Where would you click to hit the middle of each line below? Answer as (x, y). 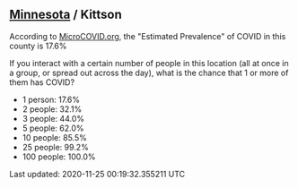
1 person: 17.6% (51, 99)
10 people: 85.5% (54, 137)
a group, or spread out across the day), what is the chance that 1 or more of (149, 73)
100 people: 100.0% (59, 157)
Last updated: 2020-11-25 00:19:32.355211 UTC (97, 174)
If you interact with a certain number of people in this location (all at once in (149, 63)
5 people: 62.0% (53, 128)
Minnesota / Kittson (66, 15)
